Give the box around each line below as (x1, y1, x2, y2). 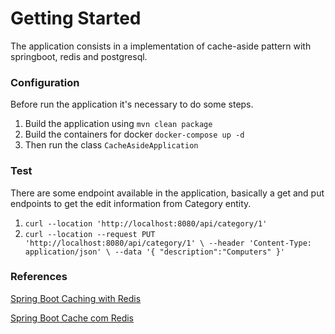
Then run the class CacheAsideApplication (24, 139, 199, 151)
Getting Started (10, 7, 142, 30)
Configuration (10, 75, 80, 89)
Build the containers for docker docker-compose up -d (24, 128, 245, 141)
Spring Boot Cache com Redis (10, 312, 134, 324)
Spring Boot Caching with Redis (10, 292, 142, 304)
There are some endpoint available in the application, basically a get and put (10, 187, 325, 199)
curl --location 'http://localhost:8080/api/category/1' (24, 218, 268, 229)
